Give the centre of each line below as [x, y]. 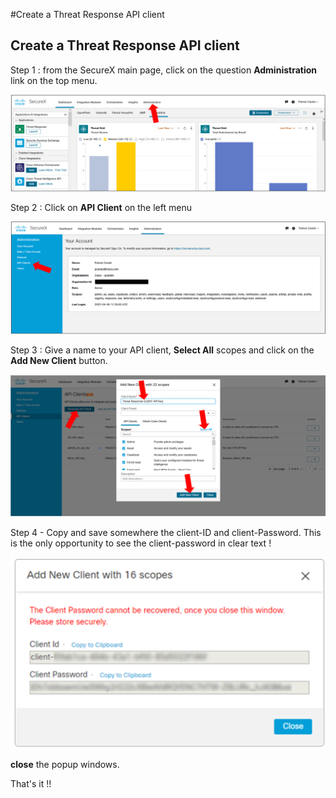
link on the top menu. [54, 80]
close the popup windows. [65, 765]
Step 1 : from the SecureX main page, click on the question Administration [164, 70]
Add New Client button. [59, 361]
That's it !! [31, 784]
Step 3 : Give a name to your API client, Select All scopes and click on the [162, 350]
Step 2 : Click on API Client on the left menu [101, 207]
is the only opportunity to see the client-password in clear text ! [141, 543]
